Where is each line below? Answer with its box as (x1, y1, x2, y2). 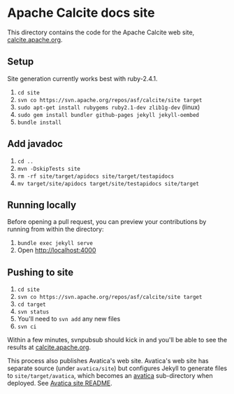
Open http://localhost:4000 (17, 246, 96, 255)
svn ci (17, 323, 37, 330)
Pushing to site (7, 266, 74, 278)
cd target (17, 301, 47, 309)
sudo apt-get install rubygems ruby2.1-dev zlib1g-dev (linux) (17, 103, 200, 111)
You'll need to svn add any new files (17, 315, 121, 323)
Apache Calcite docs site (7, 5, 155, 21)
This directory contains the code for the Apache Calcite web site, (7, 28, 195, 36)
